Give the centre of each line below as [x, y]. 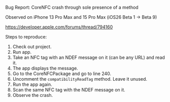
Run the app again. [32, 84]
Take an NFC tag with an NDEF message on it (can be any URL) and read [89, 57]
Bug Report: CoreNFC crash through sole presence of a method [72, 7]
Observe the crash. [33, 95]
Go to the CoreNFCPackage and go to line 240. [62, 74]
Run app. [22, 52]
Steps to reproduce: [26, 37]
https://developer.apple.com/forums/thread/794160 [59, 27]
